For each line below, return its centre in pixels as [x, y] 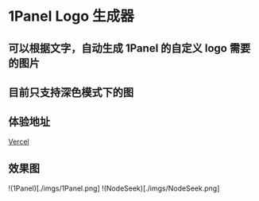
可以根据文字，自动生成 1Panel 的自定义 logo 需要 [129, 48]
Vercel [19, 141]
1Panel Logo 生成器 [71, 16]
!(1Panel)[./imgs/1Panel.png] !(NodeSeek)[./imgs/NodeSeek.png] [114, 188]
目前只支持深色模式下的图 [71, 92]
